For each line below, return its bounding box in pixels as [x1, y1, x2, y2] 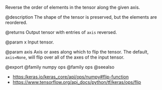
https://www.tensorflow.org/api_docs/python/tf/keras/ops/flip [12, 79, 141, 85]
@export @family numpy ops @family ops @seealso [5, 64, 115, 70]
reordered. [5, 20, 28, 25]
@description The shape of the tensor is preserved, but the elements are [5, 14, 157, 20]
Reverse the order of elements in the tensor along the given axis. [5, 5, 140, 10]
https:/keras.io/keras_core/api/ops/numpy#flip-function [12, 74, 129, 80]
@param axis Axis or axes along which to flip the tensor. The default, [5, 49, 149, 55]
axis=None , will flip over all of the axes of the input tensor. [5, 54, 125, 60]
